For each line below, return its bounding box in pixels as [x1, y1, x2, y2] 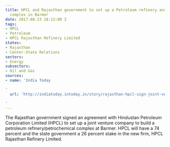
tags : [5, 21, 17, 27]
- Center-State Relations [5, 50, 60, 55]
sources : [5, 73, 24, 78]
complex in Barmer [10, 12, 49, 17]
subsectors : [5, 64, 30, 69]
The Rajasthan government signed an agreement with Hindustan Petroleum [5, 115, 162, 121]
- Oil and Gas [5, 69, 35, 74]
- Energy [5, 59, 24, 64]
